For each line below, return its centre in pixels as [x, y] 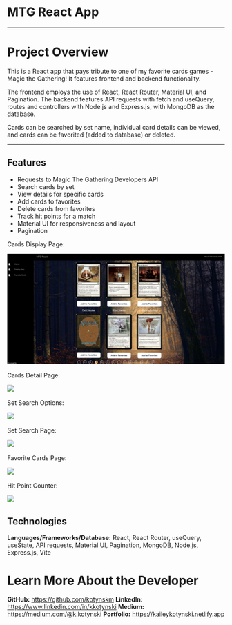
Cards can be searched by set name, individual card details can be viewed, [114, 127]
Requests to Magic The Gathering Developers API [88, 179]
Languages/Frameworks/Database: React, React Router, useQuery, [104, 538]
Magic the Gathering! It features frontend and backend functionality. [104, 78]
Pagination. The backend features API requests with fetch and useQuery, [111, 99]
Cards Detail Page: [34, 375]
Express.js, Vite [29, 553]
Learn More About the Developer [103, 581]
